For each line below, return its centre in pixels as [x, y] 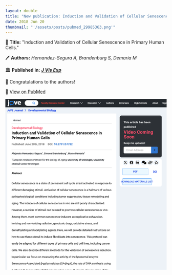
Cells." [12, 48]
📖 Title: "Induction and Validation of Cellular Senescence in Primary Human [85, 42]
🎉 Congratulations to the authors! [40, 82]
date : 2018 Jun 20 [25, 22]
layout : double [21, 11]
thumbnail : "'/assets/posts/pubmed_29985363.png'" [60, 27]
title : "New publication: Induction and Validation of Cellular [75, 16]
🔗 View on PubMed [26, 92]
